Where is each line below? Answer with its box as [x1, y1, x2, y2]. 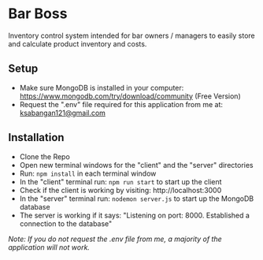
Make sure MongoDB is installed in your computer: [19, 83, 184, 92]
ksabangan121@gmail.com [19, 108, 106, 117]
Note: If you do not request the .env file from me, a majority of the [8, 234, 222, 243]
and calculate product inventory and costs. [8, 39, 147, 48]
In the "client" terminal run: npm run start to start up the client [19, 176, 222, 186]
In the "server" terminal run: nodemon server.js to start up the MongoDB [19, 194, 254, 203]
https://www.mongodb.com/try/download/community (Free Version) [19, 91, 242, 101]
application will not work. [8, 242, 91, 252]
